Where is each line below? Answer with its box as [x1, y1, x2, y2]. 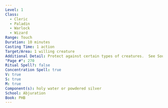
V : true [5, 72, 21, 77]
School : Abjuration [5, 91, 46, 96]
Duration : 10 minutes [5, 40, 50, 45]
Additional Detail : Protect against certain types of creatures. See [5, 53, 155, 59]
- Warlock [9, 26, 30, 31]
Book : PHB [5, 95, 26, 100]
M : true [5, 81, 21, 86]
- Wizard [9, 30, 28, 35]
